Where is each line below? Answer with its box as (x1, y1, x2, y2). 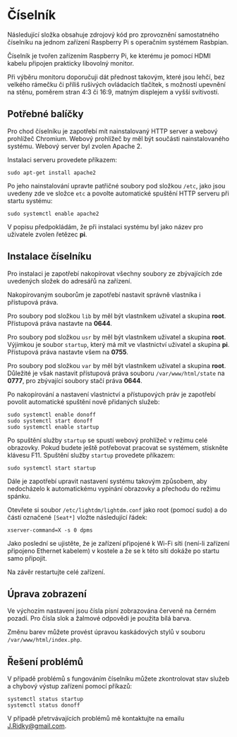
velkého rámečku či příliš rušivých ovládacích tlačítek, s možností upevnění (7, 80, 226, 88)
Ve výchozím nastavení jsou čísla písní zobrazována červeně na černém (7, 607, 217, 615)
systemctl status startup (7, 695, 83, 703)
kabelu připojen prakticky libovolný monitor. (7, 59, 135, 67)
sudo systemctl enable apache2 (7, 210, 99, 217)
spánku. (7, 492, 31, 500)
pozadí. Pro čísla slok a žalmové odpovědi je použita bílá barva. (7, 614, 192, 623)
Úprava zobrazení (7, 587, 87, 599)
